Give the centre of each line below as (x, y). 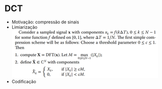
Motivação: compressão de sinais (45, 22)
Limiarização (24, 27)
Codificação (24, 82)
